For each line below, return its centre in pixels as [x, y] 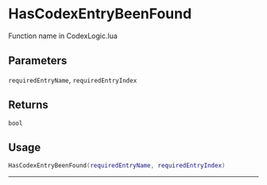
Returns [29, 105]
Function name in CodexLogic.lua [63, 36]
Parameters [38, 61]
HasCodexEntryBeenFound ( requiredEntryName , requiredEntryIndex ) [117, 166]
